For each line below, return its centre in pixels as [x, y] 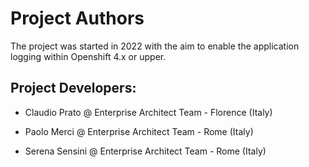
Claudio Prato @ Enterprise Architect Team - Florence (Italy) [148, 112]
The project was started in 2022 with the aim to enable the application [155, 46]
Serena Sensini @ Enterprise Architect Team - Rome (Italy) [145, 151]
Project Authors [77, 18]
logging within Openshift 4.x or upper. [88, 56]
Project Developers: [73, 88]
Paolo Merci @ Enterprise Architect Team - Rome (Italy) [139, 131]
